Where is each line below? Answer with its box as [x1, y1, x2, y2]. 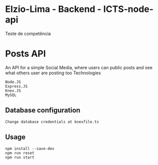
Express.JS [5, 84, 28, 89]
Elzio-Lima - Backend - [5, 3, 102, 15]
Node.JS [5, 79, 21, 84]
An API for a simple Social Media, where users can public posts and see [5, 64, 153, 70]
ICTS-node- [103, 3, 154, 15]
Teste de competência [5, 30, 51, 36]
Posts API [5, 48, 46, 59]
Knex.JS [5, 88, 21, 93]
